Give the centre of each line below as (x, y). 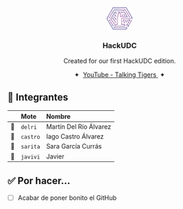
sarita (31, 147)
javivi (31, 157)
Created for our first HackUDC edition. (120, 61)
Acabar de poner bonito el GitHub (67, 198)
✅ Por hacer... (39, 181)
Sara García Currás (74, 146)
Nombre (58, 116)
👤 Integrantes (38, 97)
